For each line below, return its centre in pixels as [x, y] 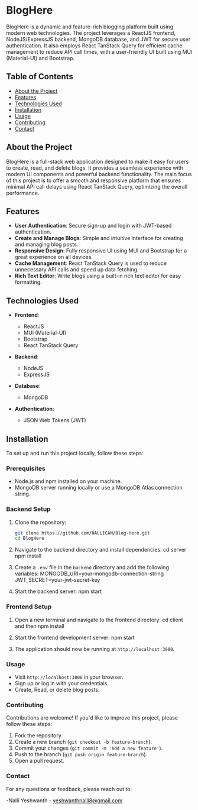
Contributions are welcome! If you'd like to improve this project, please [92, 718]
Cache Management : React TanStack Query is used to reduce [91, 263]
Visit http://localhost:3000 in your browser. [69, 677]
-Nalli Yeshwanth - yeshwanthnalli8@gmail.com [64, 800]
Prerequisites [26, 468]
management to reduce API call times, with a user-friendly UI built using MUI [99, 51]
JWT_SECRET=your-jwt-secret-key [57, 580]
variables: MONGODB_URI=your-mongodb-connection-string [89, 574]
